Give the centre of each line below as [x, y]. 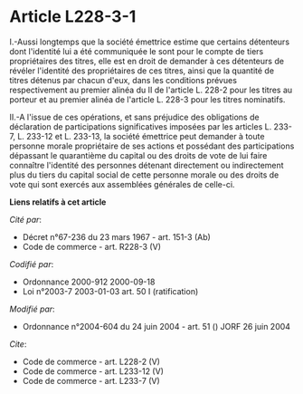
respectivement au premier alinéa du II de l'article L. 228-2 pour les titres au [151, 90]
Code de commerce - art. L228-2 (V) [91, 361]
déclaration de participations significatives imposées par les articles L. [141, 126]
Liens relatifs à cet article [58, 202]
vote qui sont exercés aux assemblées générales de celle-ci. [122, 184]
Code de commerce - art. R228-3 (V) [91, 246]
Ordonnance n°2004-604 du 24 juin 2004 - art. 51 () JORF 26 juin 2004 [156, 326]
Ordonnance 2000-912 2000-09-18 [89, 282]
